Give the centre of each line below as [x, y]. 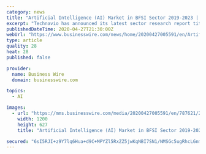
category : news [26, 12]
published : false [29, 57]
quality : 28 [21, 46]
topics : [16, 91]
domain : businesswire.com [45, 80]
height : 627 [32, 125]
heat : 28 [17, 52]
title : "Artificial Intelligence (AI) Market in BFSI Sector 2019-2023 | [103, 18]
